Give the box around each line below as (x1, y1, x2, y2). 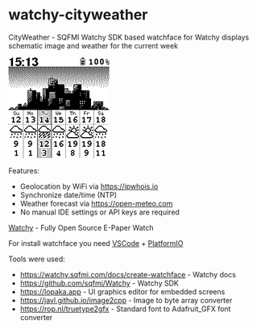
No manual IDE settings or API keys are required (19, 207, 180, 217)
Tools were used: (8, 254, 66, 264)
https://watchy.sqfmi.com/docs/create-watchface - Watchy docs (19, 269, 236, 279)
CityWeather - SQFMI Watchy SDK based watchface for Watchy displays (8, 32, 250, 42)
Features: (8, 165, 40, 175)
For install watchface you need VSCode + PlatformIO (8, 238, 184, 248)
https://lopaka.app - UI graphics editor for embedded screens (19, 286, 226, 296)
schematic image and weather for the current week (8, 40, 179, 50)
